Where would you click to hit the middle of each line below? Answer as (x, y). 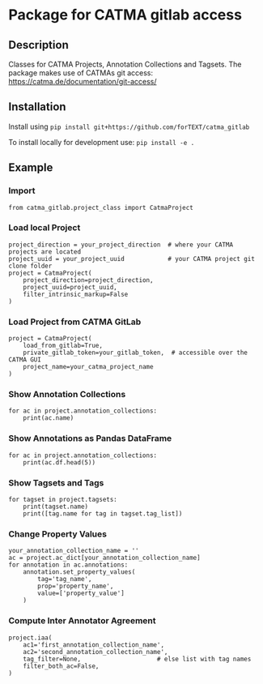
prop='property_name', (76, 586)
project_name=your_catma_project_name (88, 367)
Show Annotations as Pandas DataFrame (90, 438)
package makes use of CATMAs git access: (81, 73)
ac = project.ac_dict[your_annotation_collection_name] (104, 558)
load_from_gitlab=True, (63, 346)
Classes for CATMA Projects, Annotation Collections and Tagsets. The (125, 64)
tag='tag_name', (65, 579)
